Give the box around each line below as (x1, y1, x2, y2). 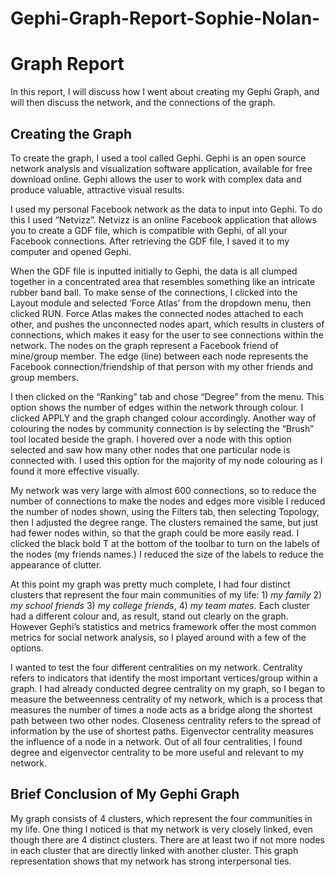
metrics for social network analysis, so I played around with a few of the (10, 631, 307, 643)
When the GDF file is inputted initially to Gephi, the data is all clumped (10, 265, 298, 277)
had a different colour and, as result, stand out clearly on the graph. (10, 610, 289, 622)
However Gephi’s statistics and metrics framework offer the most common (10, 620, 317, 632)
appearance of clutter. (10, 558, 102, 571)
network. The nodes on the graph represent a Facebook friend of (10, 339, 279, 351)
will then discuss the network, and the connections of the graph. (10, 97, 276, 109)
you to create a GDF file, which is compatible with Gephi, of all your (10, 224, 288, 236)
